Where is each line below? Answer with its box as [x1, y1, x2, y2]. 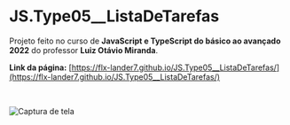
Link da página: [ [9, 62, 73, 73]
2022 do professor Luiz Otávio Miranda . [9, 44, 158, 55]
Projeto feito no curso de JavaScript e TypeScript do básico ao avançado [9, 35, 281, 46]
